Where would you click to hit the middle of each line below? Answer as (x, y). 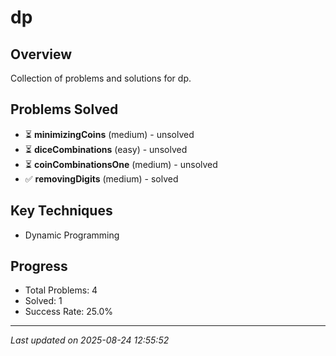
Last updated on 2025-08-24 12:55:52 (90, 340)
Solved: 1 (43, 301)
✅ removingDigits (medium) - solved (101, 178)
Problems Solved (64, 109)
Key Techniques (61, 211)
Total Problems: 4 (61, 290)
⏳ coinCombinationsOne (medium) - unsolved (121, 164)
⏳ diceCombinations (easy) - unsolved (106, 149)
